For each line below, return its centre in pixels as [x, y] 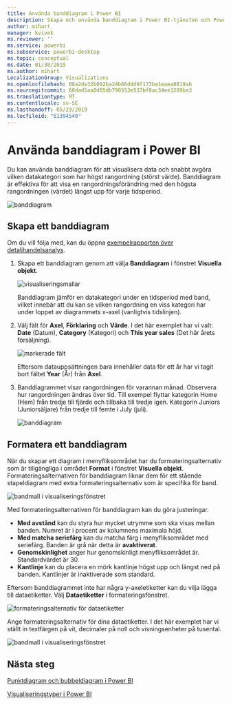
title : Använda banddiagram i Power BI [64, 13]
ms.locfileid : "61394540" [44, 116]
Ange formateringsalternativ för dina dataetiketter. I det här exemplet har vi [113, 622]
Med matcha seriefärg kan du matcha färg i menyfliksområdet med [112, 538]
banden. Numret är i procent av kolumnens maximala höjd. [100, 531]
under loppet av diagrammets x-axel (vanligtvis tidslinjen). [99, 312]
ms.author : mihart [33, 71]
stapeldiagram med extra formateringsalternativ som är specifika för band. [113, 483]
